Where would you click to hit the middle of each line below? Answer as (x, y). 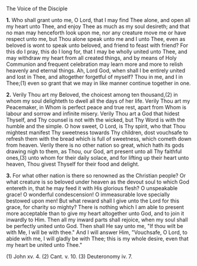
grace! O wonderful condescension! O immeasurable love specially (88, 194)
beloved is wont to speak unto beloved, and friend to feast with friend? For (97, 45)
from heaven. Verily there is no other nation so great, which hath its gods (95, 145)
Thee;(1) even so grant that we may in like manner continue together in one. (99, 83)
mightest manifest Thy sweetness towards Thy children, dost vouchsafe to (97, 132)
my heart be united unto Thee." (44, 245)
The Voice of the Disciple (37, 9)
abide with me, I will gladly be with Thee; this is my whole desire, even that (97, 239)
